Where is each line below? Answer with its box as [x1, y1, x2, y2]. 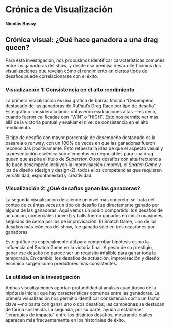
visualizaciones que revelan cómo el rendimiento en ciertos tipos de [5, 68, 148, 74]
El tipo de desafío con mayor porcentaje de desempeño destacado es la [5, 134, 156, 141]
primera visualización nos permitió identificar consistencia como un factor [5, 295, 160, 302]
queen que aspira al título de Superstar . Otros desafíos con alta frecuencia [5, 156, 161, 162]
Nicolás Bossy [5, 20, 37, 26]
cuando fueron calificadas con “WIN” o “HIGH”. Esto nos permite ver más [5, 114, 159, 120]
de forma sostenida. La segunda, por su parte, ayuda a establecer [5, 307, 144, 313]
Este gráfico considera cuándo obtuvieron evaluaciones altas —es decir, [5, 108, 157, 114]
